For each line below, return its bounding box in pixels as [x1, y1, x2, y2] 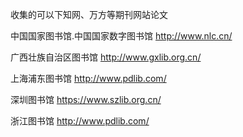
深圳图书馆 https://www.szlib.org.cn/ [10, 94, 162, 105]
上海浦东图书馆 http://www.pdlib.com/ [10, 73, 167, 84]
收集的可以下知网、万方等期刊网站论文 [10, 9, 168, 20]
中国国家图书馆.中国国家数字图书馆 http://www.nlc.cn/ [10, 30, 233, 42]
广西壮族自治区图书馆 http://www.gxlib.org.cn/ [10, 51, 202, 63]
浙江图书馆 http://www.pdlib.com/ [10, 115, 150, 127]
